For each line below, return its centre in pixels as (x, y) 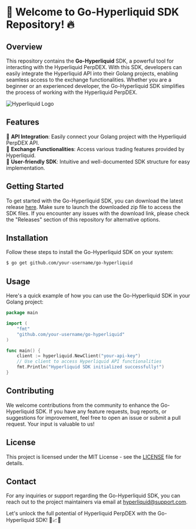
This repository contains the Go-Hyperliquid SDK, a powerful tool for (90, 61)
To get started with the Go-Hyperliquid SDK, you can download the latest (95, 201)
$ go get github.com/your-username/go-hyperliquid (69, 263)
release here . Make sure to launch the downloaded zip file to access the (94, 207)
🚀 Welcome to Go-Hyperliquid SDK (93, 12)
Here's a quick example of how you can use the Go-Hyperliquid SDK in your (98, 296)
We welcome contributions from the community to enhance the (83, 405)
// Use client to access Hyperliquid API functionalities (89, 362)
